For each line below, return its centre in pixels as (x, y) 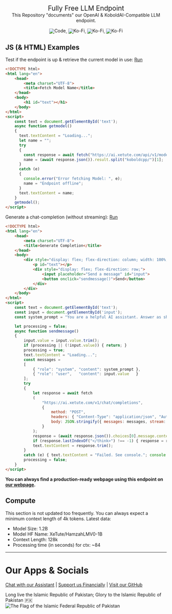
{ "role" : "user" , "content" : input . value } (85, 374)
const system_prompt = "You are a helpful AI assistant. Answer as (88, 317)
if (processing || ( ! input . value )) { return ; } (75, 345)
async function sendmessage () (47, 331)
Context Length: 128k (35, 539)
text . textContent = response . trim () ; (73, 445)
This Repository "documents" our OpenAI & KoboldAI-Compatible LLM (86, 15)
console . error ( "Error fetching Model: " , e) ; (73, 179)
